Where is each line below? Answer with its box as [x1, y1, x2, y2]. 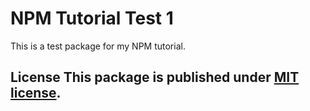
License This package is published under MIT [10, 69, 300, 86]
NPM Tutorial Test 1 [10, 7, 174, 30]
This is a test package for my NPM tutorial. [10, 40, 186, 52]
